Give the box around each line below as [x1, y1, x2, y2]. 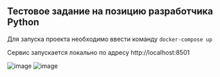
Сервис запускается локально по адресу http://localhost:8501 [7, 48, 190, 56]
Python [7, 17, 40, 28]
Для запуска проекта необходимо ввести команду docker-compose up [7, 35, 213, 43]
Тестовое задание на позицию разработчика [7, 6, 214, 17]
